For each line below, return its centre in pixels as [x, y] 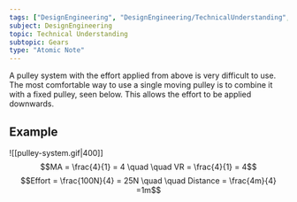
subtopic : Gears [39, 42]
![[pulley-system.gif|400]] [56, 152]
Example [34, 132]
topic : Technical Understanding [69, 34]
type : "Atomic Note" [47, 50]
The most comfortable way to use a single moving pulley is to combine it [141, 85]
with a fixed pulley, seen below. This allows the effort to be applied [130, 95]
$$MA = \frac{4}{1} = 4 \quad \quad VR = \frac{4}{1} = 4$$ [148, 167]
